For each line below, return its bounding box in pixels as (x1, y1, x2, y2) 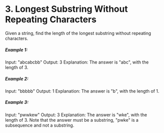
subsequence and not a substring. (5, 122, 75, 128)
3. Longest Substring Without (5, 3, 128, 15)
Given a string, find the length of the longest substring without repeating (5, 30, 151, 36)
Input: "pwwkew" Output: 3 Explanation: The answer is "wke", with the (5, 112, 147, 118)
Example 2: (5, 75, 28, 82)
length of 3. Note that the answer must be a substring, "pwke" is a (5, 117, 139, 123)
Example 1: (5, 47, 28, 53)
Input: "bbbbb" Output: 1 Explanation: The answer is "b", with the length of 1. (5, 88, 160, 94)
